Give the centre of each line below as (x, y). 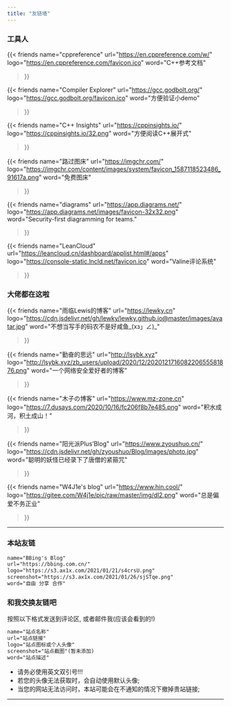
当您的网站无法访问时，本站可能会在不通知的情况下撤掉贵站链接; (109, 689)
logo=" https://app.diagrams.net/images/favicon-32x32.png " (93, 212)
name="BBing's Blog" (37, 558)
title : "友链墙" (29, 13)
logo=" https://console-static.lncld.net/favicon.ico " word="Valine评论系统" (112, 261)
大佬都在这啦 (29, 294)
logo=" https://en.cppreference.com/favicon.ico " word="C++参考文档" (107, 62)
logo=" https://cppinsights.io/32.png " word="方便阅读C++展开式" (99, 133)
